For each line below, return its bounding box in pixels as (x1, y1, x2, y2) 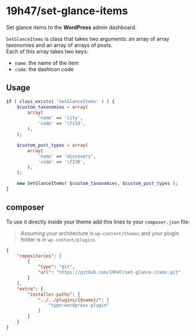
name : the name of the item (14, 59, 79, 66)
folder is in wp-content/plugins (20, 236, 96, 243)
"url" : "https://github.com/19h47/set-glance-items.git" (37, 270, 181, 276)
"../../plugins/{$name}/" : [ (37, 297, 110, 303)
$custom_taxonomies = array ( (17, 104, 89, 110)
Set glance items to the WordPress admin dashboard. (6, 24, 137, 31)
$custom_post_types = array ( (17, 142, 89, 148)
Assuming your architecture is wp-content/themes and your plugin (20, 229, 179, 236)
